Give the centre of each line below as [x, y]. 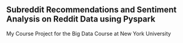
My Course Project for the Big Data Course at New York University [88, 33]
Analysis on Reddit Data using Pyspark [81, 19]
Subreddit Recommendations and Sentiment [91, 10]
